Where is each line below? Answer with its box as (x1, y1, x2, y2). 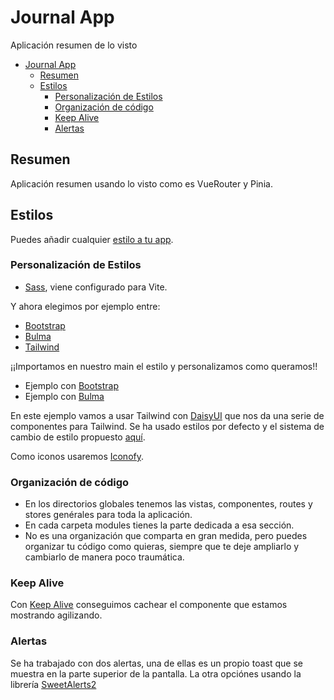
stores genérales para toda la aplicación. (24, 509, 193, 521)
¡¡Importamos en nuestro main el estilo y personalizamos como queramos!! (10, 360, 318, 372)
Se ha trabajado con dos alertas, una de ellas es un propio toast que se (10, 657, 303, 669)
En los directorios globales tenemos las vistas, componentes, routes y (24, 498, 313, 510)
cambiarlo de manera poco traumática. (24, 551, 185, 563)
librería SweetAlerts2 (10, 678, 97, 690)
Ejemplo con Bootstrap (24, 379, 120, 391)
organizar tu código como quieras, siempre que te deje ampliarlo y (24, 541, 300, 553)
